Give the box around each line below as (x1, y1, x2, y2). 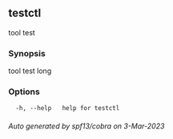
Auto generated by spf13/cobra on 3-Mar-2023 (8, 121, 165, 131)
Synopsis (8, 47, 46, 59)
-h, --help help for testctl (15, 104, 120, 112)
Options (8, 86, 40, 97)
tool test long (8, 66, 52, 76)
